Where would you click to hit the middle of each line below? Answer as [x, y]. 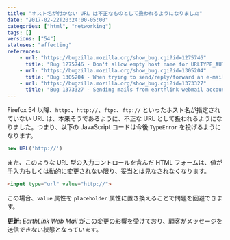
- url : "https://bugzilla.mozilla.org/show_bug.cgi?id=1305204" [113, 70]
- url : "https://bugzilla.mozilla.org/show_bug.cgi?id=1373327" [113, 83]
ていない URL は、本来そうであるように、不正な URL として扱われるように [112, 119]
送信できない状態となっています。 [55, 229]
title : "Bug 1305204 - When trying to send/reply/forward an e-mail [125, 77]
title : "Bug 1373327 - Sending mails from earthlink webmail [114, 90]
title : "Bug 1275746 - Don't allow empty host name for [106, 64]
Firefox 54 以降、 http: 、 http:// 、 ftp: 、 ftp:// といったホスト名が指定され [114, 110]
